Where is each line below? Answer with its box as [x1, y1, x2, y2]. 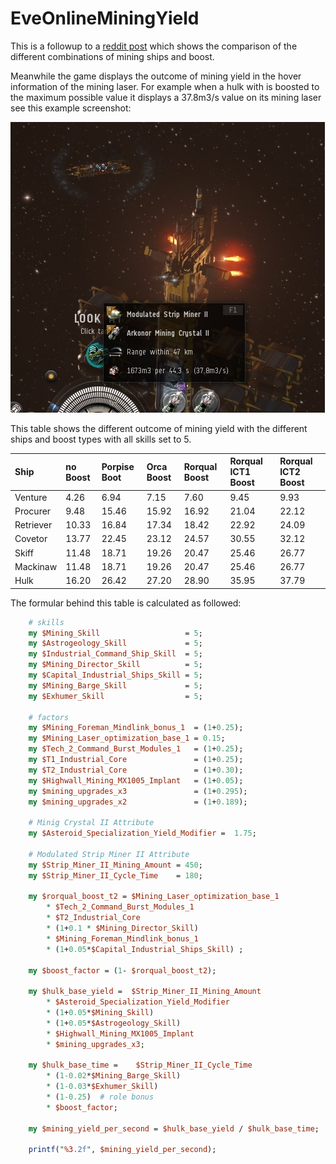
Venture [14, 491, 48, 503]
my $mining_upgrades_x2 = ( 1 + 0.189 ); [28, 797, 248, 807]
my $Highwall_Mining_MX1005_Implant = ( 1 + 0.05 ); [28, 775, 244, 786]
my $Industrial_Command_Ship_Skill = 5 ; [28, 649, 203, 659]
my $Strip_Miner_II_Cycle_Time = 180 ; [28, 870, 203, 881]
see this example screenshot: [10, 102, 132, 114]
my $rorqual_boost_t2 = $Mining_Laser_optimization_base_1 [28, 892, 280, 902]
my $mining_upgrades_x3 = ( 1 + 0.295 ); [28, 786, 248, 796]
